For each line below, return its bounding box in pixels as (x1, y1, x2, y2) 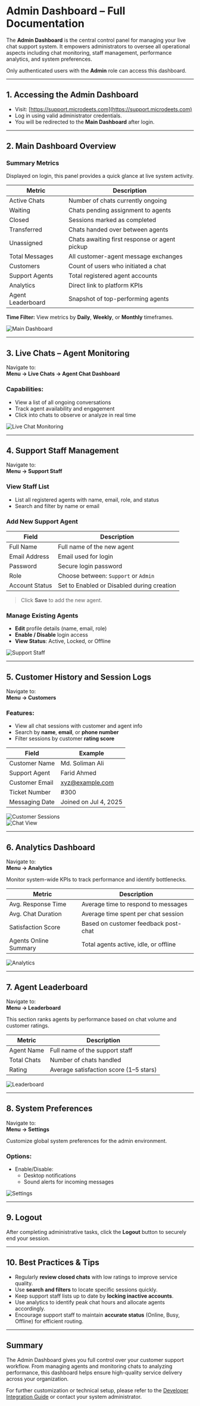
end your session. (6, 1235, 50, 1242)
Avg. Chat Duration (9, 910, 62, 918)
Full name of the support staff (49, 1046, 133, 1054)
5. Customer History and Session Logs (6, 672, 152, 682)
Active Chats (9, 196, 45, 205)
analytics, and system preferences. (6, 55, 92, 62)
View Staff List (6, 483, 49, 491)
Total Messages (9, 252, 54, 261)
